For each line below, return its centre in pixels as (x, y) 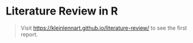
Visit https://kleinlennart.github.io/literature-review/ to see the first (104, 28)
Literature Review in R (62, 11)
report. (29, 34)
